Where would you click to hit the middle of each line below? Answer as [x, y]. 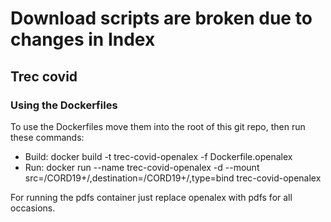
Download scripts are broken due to [161, 18]
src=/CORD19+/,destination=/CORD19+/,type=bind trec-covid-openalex [173, 178]
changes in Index [83, 39]
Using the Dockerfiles [64, 105]
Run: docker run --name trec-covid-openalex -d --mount [142, 167]
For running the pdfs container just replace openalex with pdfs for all [151, 197]
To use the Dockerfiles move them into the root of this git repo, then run [158, 126]
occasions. [33, 208]
